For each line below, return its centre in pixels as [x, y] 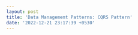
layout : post [22, 12]
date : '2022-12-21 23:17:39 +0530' [51, 23]
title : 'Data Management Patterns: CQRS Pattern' [70, 17]
